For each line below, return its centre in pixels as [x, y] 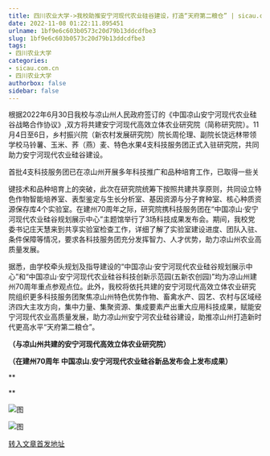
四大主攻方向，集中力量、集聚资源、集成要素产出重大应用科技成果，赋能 [135, 307]
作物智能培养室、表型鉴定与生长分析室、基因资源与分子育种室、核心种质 [135, 199]
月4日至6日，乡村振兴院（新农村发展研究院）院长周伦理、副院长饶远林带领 [133, 135]
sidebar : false [34, 91]
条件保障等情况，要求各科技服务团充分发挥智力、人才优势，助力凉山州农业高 [135, 239]
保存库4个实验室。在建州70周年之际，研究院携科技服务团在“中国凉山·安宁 [137, 209]
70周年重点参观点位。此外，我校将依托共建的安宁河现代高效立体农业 [129, 287]
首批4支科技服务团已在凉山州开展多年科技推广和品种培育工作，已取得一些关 [134, 172]
